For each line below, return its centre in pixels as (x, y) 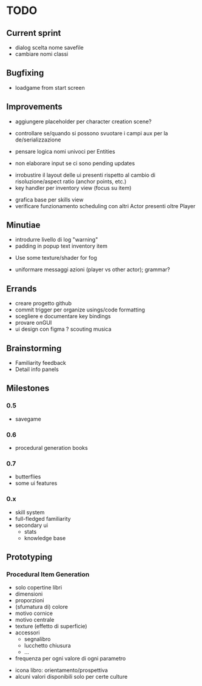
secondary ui (32, 525)
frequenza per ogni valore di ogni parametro (70, 659)
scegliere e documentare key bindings (63, 316)
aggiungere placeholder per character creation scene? (83, 121)
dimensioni (29, 594)
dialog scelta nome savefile (49, 47)
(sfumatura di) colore (42, 607)
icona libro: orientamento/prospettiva (61, 670)
